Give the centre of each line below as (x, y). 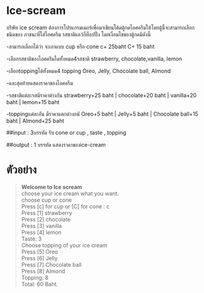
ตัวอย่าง (22, 170)
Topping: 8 (35, 277)
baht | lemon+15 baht (33, 102)
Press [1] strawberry (47, 213)
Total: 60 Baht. (40, 284)
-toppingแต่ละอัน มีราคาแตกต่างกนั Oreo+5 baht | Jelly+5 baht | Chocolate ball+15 (102, 114)
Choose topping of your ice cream (64, 245)
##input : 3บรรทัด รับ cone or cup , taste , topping (66, 132)
